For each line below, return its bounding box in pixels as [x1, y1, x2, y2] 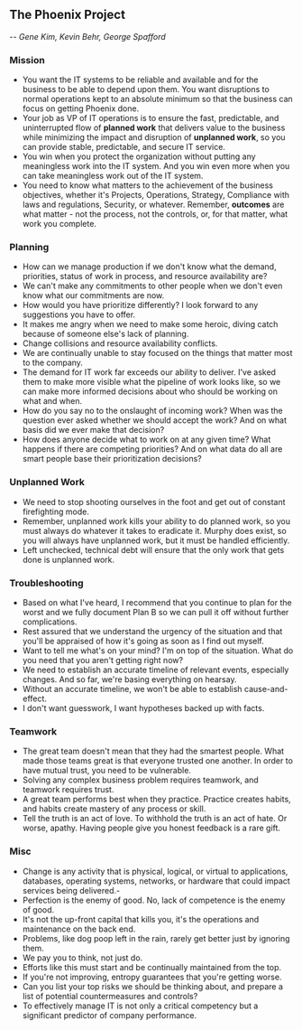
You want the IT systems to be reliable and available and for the [22, 74, 259, 85]
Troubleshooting [9, 576, 84, 589]
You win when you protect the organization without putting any [22, 151, 256, 162]
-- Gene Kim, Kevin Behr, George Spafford [9, 31, 167, 42]
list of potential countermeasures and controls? [22, 990, 198, 1001]
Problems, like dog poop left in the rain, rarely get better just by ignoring [22, 932, 290, 943]
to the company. [22, 357, 84, 369]
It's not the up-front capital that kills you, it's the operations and [22, 913, 260, 924]
